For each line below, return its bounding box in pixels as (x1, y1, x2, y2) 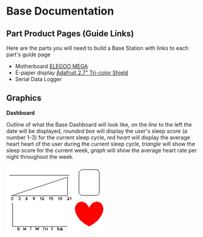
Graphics (6, 93, 42, 104)
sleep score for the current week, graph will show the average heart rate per (6, 147, 197, 154)
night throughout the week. (6, 153, 74, 160)
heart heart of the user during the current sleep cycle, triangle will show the (6, 140, 196, 147)
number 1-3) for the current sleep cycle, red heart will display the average (6, 133, 191, 141)
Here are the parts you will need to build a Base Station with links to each (6, 44, 189, 52)
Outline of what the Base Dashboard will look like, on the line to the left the (6, 121, 192, 128)
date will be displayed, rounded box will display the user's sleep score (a (6, 127, 188, 135)
